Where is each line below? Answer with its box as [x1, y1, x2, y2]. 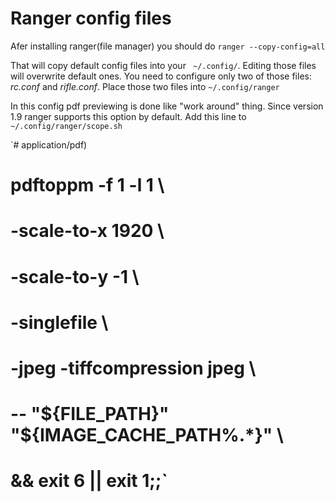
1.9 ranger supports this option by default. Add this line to [10, 110, 247, 122]
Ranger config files [10, 7, 172, 30]
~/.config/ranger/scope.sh [10, 121, 123, 131]
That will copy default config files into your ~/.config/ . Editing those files [10, 59, 317, 71]
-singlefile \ [10, 311, 109, 334]
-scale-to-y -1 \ [10, 265, 140, 288]
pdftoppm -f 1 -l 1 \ [10, 174, 165, 197]
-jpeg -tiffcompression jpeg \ [10, 357, 257, 379]
